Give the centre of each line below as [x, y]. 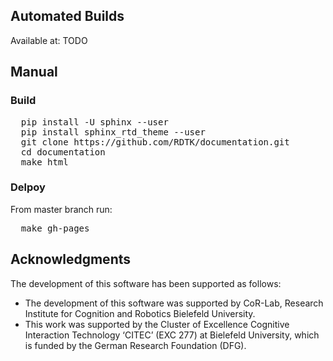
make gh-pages [55, 228]
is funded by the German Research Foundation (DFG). [135, 345]
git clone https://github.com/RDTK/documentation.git [155, 142]
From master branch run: [61, 209]
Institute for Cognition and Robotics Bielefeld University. [140, 313]
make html [44, 162]
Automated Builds [67, 16]
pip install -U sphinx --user [94, 122]
